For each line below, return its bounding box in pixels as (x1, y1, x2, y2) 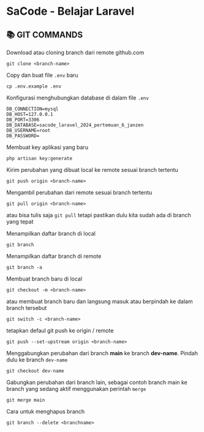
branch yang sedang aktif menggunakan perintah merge (6, 385, 146, 392)
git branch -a (6, 264, 43, 271)
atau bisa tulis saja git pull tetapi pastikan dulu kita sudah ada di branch (6, 212, 191, 218)
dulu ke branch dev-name (6, 356, 68, 363)
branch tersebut (6, 304, 47, 311)
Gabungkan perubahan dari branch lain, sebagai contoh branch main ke (6, 379, 188, 386)
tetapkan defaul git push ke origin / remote (6, 327, 114, 334)
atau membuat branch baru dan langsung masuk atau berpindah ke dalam (6, 298, 193, 305)
